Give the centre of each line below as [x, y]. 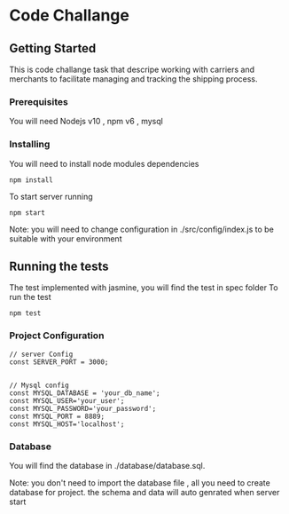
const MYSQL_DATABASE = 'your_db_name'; [85, 393]
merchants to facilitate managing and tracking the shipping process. [134, 79]
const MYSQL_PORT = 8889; [57, 416]
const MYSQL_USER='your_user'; [67, 400]
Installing [30, 145]
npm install [31, 180]
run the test [30, 297]
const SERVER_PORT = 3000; [59, 362]
